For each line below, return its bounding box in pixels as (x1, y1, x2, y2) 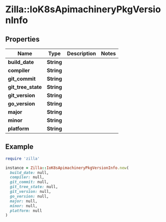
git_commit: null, (10, 180, 50, 185)
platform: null (10, 208, 42, 213)
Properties (5, 35, 40, 43)
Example (5, 142, 34, 151)
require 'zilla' (5, 156, 40, 161)
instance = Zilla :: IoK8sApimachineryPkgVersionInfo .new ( (5, 165, 129, 170)
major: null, (10, 198, 38, 204)
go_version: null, (10, 193, 50, 199)
